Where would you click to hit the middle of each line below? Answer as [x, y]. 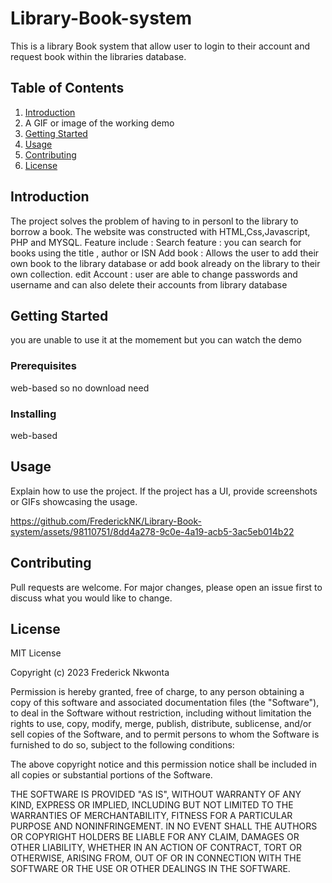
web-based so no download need [80, 388]
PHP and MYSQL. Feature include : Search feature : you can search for [156, 242]
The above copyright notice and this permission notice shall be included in [163, 764]
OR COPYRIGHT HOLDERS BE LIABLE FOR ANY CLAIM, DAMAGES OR [155, 837]
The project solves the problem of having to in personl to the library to [154, 221]
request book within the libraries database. [98, 56]
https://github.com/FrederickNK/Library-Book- [106, 521]
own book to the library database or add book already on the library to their [165, 263]
